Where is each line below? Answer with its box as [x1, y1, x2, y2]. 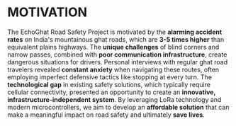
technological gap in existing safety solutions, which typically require [7, 80, 211, 88]
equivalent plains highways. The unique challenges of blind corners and [7, 42, 220, 51]
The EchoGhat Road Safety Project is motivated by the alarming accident [7, 28, 223, 36]
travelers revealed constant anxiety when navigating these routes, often [7, 65, 220, 74]
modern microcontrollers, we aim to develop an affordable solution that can [7, 103, 230, 111]
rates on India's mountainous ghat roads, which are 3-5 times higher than [7, 35, 225, 43]
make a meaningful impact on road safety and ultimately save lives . [7, 110, 206, 119]
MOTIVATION [7, 4, 87, 21]
